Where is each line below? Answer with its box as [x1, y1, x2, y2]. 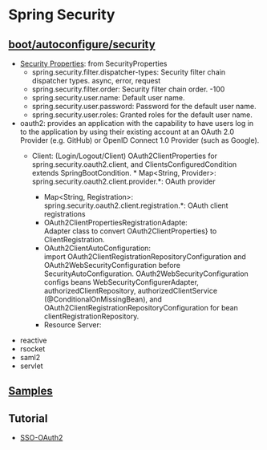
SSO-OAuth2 [19, 433, 63, 443]
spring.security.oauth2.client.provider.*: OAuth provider [31, 176, 216, 186]
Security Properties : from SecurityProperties [19, 59, 168, 68]
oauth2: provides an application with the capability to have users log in [19, 119, 254, 128]
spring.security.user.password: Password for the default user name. [31, 102, 257, 111]
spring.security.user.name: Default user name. [31, 93, 185, 102]
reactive [19, 335, 47, 345]
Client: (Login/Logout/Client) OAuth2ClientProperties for [31, 151, 218, 160]
